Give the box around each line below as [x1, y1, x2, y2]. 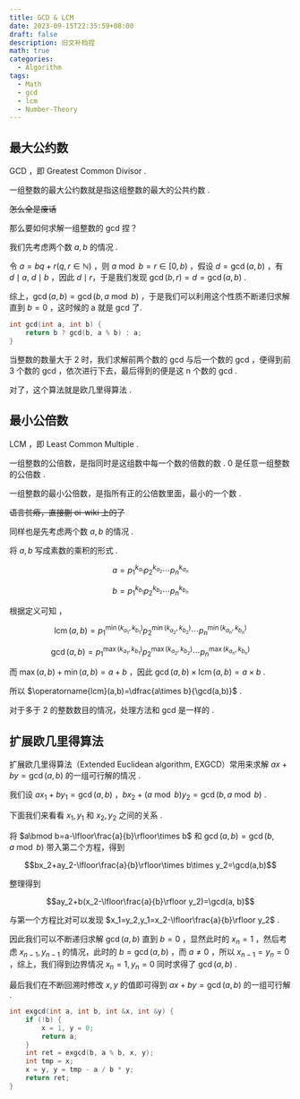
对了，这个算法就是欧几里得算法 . [9, 384, 132, 395]
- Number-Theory [17, 105, 78, 114]
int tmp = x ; [25, 1057, 74, 1066]
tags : [9, 72, 30, 81]
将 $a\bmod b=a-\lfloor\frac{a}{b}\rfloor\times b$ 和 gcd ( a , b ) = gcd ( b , [9, 830, 275, 841]
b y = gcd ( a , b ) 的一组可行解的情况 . [9, 770, 141, 781]
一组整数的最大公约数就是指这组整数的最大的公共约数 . [9, 185, 210, 195]
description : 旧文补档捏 [9, 38, 96, 47]
